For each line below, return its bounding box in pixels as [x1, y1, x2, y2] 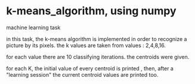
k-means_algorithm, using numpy [6, 4, 177, 18]
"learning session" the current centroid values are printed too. [6, 71, 159, 78]
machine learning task [6, 24, 61, 31]
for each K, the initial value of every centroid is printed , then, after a [6, 64, 174, 72]
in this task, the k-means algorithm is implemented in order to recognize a [6, 35, 187, 42]
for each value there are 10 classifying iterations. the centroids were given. [6, 53, 190, 60]
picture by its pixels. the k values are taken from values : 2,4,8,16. [6, 42, 166, 49]
